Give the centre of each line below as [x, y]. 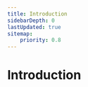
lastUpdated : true [34, 27]
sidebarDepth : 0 [31, 21]
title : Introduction [38, 14]
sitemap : [20, 34]
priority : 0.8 [40, 40]
